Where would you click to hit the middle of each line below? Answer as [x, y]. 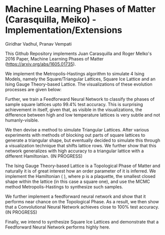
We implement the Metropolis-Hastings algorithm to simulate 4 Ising [75, 73]
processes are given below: [34, 89]
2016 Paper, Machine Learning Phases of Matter [54, 59]
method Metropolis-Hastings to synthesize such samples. [64, 186]
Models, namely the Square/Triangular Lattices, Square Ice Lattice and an [80, 79]
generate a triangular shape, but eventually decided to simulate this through [83, 140]
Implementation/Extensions [64, 30]
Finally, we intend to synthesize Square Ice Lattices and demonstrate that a [82, 222]
